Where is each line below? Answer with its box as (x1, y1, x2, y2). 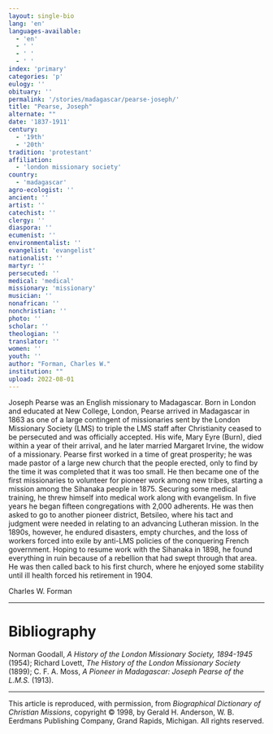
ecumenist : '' (8, 231, 57, 240)
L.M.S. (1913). (8, 675, 54, 684)
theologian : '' (8, 330, 60, 338)
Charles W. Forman (8, 586, 73, 596)
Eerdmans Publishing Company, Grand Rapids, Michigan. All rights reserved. (8, 715, 264, 725)
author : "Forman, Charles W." (8, 360, 111, 369)
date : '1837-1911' (8, 118, 71, 126)
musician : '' (8, 292, 53, 300)
